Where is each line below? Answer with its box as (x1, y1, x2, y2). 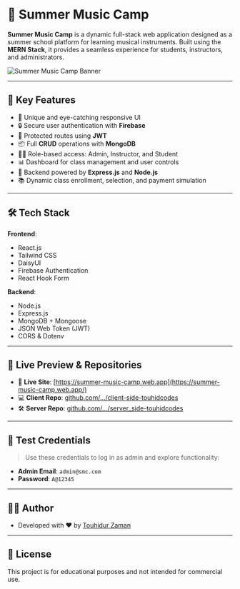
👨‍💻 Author (7, 502, 54, 514)
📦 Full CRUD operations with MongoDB (17, 139, 136, 148)
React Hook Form (17, 273, 69, 282)
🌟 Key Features (7, 94, 76, 106)
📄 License (7, 548, 52, 560)
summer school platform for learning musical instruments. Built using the (7, 37, 221, 46)
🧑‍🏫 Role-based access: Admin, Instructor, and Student (17, 149, 179, 158)
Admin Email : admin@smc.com (17, 467, 101, 475)
